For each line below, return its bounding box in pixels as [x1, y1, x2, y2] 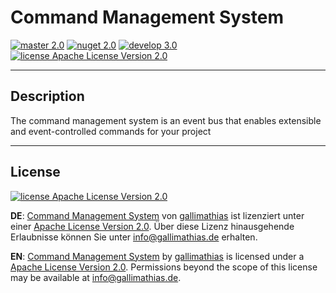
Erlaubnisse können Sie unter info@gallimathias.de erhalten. [10, 231, 258, 243]
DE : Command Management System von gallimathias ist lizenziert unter [10, 209, 305, 221]
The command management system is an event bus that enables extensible [10, 114, 322, 126]
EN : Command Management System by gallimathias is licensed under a [10, 250, 305, 262]
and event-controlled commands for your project [10, 125, 212, 137]
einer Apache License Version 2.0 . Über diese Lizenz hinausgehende [10, 220, 295, 232]
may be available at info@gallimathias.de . [10, 271, 182, 283]
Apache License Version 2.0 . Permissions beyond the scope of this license [10, 261, 318, 273]
